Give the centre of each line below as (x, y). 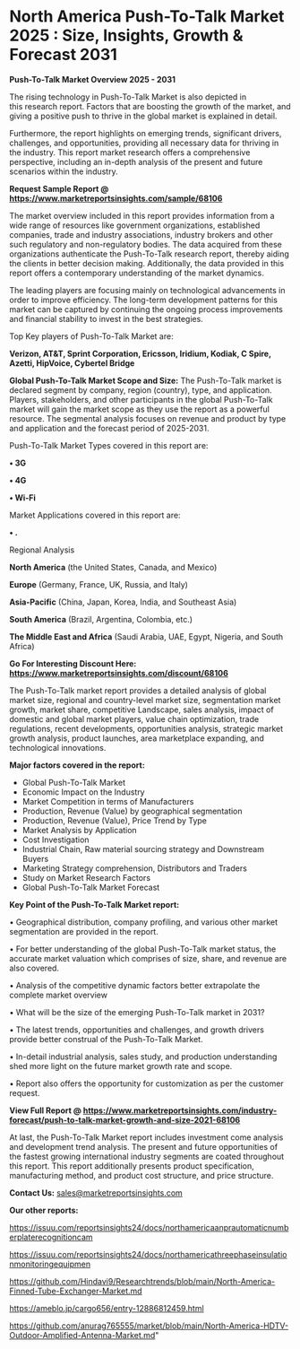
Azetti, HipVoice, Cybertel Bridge (72, 363)
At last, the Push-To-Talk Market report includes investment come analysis (146, 1137)
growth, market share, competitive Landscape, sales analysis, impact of (142, 709)
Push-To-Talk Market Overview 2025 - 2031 (93, 79)
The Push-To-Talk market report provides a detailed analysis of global (138, 690)
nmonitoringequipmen (50, 1264)
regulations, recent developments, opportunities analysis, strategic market (146, 728)
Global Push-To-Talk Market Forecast (91, 887)
